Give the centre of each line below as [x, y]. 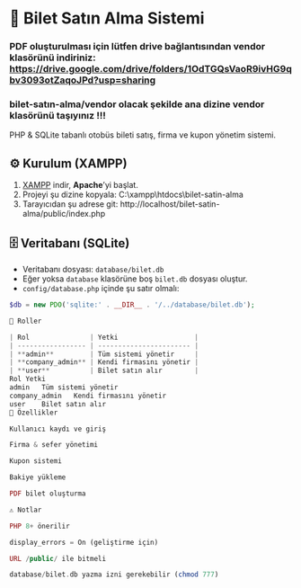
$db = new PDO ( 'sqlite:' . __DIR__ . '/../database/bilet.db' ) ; [132, 305]
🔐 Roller [26, 321]
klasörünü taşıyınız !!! [58, 116]
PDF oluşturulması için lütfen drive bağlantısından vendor [137, 47]
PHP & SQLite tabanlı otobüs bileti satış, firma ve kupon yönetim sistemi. [143, 135]
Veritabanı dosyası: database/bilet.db [93, 270]
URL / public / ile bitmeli [58, 558]
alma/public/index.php [64, 214]
